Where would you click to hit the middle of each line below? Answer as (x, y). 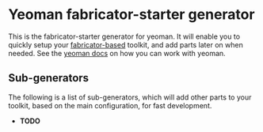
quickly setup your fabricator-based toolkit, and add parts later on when (126, 44)
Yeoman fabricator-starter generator (131, 15)
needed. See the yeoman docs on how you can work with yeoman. (117, 53)
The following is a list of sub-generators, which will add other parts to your (130, 97)
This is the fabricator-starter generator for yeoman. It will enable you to (124, 36)
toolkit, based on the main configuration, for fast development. (110, 105)
